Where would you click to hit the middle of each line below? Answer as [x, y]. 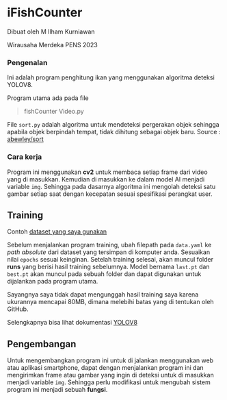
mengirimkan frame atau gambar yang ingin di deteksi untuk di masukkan [110, 375]
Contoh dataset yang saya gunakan [57, 232]
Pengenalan [27, 62]
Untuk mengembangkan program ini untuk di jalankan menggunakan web [110, 360]
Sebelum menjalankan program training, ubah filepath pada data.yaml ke [109, 245]
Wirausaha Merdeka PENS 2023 [52, 45]
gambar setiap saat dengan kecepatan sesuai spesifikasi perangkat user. [110, 194]
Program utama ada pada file [48, 98]
